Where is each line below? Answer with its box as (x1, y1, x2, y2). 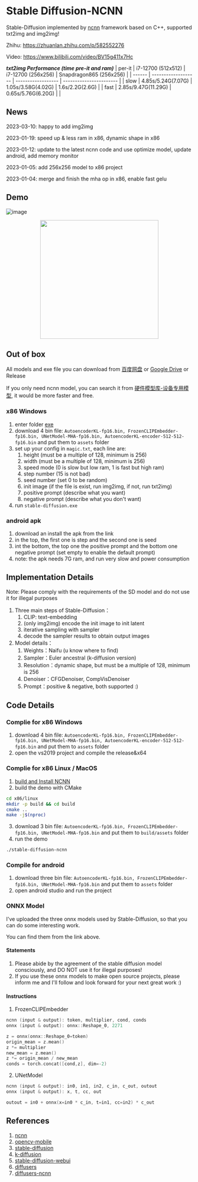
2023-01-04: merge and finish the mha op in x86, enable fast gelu (6, 175, 167, 182)
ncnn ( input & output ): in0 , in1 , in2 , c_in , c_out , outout (6, 1083, 158, 1089)
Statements (6, 947, 35, 954)
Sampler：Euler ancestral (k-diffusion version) (23, 654, 137, 661)
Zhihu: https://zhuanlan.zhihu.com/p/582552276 (6, 42, 125, 49)
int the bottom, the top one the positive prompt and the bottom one (14, 542, 178, 550)
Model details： (14, 639, 53, 647)
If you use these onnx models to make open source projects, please (14, 972, 180, 980)
